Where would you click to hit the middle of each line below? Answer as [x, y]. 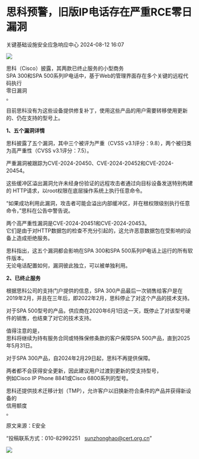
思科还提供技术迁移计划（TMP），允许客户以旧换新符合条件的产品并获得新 [96, 391]
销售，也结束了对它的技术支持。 [55, 318]
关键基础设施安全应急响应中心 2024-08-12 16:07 [65, 44]
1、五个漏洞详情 [26, 130]
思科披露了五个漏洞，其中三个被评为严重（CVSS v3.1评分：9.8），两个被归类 [99, 143]
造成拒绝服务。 [35, 238]
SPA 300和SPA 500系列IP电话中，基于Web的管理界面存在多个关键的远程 [95, 75]
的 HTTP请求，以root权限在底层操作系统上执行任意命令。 [76, 190]
